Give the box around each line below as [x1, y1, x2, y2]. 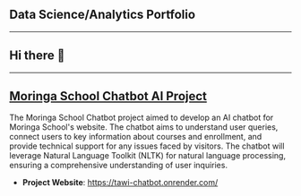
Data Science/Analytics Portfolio [9, 7, 195, 22]
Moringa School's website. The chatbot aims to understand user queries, [9, 122, 279, 132]
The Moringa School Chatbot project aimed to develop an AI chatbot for [9, 112, 274, 124]
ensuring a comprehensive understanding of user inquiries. [9, 160, 228, 171]
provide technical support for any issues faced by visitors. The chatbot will [9, 141, 285, 151]
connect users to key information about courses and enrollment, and [9, 132, 262, 142]
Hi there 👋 [9, 48, 65, 64]
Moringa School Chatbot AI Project [9, 89, 208, 104]
